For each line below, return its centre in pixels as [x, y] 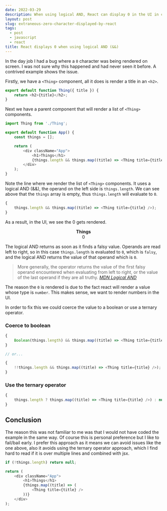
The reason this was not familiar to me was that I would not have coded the [82, 432]
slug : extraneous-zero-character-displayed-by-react [61, 24]
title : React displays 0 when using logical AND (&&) [62, 47]
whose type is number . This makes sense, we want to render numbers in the [82, 292]
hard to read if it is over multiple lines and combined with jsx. [67, 453]
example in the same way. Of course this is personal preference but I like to [82, 437]
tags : [11, 28]
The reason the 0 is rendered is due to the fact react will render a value [78, 287]
